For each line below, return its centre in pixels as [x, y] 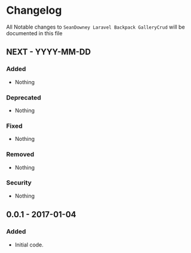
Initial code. [29, 245]
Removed [20, 155]
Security [19, 183]
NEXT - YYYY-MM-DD [49, 52]
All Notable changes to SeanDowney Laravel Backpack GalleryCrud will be [95, 27]
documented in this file [34, 33]
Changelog [34, 10]
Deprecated [24, 97]
